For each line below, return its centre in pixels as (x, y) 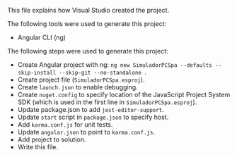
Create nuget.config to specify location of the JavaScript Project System (124, 95)
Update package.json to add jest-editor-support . (91, 109)
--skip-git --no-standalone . (103, 72)
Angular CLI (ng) (41, 37)
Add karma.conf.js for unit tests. (65, 125)
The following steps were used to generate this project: (88, 51)
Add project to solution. (52, 139)
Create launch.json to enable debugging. (77, 87)
